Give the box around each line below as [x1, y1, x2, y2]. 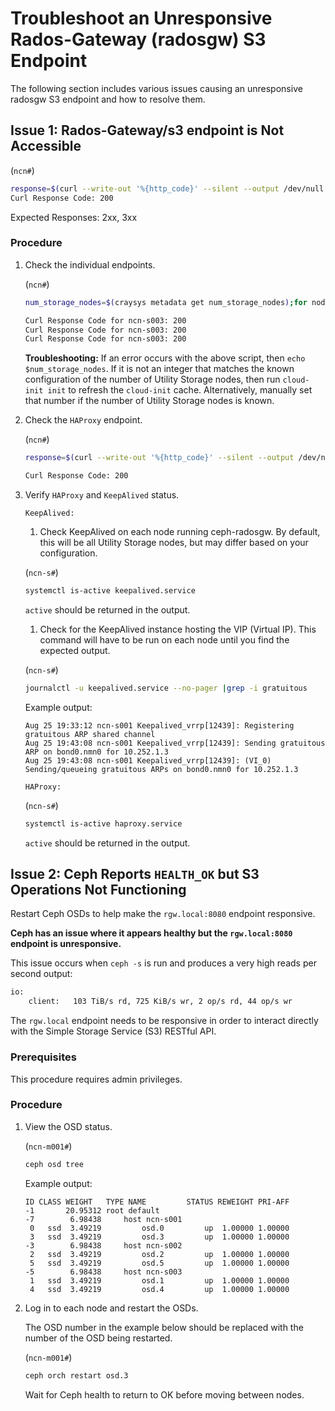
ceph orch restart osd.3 [24, 1370, 129, 1381]
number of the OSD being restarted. [24, 1332, 173, 1344]
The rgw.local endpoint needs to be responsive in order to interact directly [10, 1015, 319, 1027]
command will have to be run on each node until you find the [39, 633, 290, 646]
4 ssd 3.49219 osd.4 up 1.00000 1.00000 [29, 1284, 290, 1294]
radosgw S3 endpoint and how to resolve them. [10, 93, 206, 105]
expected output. [39, 644, 111, 656]
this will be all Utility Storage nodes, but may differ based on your [39, 537, 309, 549]
